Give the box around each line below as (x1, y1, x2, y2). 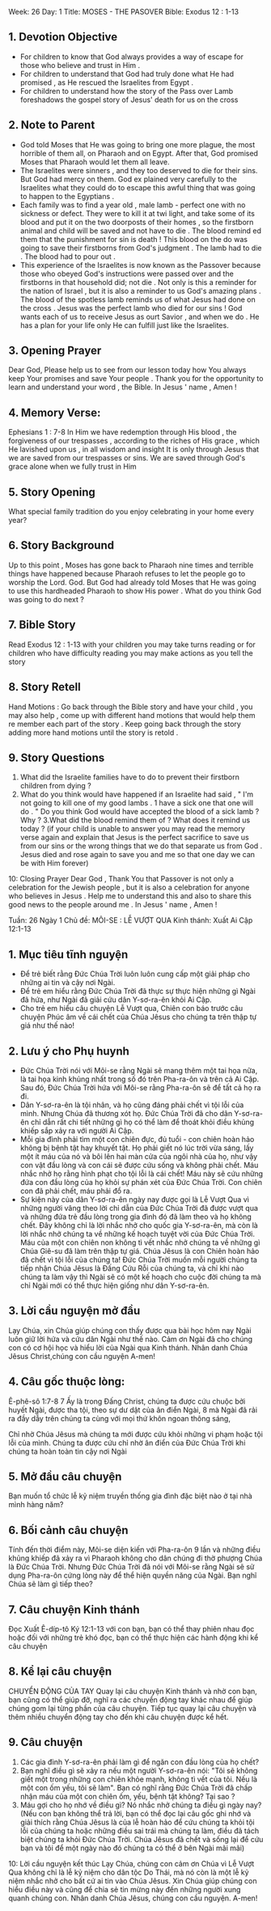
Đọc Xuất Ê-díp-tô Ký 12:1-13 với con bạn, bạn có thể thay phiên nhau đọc (8, 1624, 255, 1633)
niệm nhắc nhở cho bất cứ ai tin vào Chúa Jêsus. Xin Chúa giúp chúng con (8, 1875, 257, 1885)
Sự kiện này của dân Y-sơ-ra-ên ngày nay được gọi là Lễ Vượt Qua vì (19, 1194, 249, 1204)
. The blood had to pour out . (19, 251, 116, 261)
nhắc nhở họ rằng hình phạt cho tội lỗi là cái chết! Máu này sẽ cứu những (19, 1169, 264, 1178)
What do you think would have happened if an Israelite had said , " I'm (19, 789, 254, 800)
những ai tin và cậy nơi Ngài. (19, 978, 116, 987)
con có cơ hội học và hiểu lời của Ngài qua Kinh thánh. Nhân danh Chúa (8, 1343, 248, 1353)
